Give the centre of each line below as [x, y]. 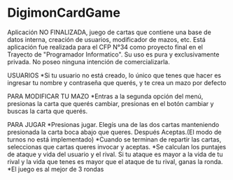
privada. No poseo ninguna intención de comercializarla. [89, 61]
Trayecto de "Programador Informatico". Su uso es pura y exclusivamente [113, 54]
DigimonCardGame [64, 13]
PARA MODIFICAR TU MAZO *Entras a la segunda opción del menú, [105, 96]
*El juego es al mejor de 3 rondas [56, 169]
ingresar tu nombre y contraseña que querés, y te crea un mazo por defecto [117, 82]
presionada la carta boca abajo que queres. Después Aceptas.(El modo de [114, 132]
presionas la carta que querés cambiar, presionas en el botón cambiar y [111, 103]
